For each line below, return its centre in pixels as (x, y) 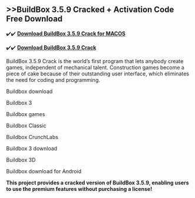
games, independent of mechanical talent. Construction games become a (95, 67)
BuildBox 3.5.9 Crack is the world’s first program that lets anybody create (95, 61)
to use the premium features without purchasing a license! (79, 189)
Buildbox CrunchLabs (32, 137)
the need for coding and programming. (53, 80)
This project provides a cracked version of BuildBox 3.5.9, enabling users (98, 183)
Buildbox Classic (26, 126)
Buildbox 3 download (32, 148)
